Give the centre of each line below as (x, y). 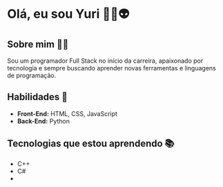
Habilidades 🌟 (37, 97)
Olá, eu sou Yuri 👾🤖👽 (68, 14)
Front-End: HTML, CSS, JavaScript (67, 114)
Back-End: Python (43, 121)
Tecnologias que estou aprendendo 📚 (91, 144)
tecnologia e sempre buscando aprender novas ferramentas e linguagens (111, 68)
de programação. (32, 75)
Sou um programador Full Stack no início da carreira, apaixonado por (105, 61)
